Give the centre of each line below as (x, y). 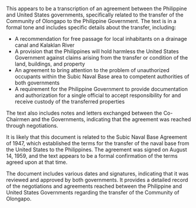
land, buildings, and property (50, 64)
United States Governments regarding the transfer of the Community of (93, 192)
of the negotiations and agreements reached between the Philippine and (94, 186)
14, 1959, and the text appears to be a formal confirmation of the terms (92, 156)
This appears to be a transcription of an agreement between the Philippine (97, 9)
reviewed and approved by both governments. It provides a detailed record (97, 180)
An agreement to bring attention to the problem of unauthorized (92, 70)
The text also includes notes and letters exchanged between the (84, 113)
